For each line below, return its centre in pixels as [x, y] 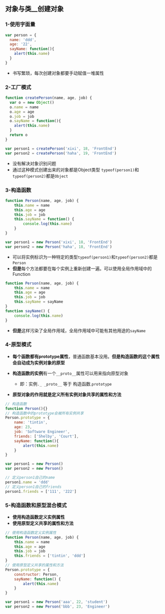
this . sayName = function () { [44, 219]
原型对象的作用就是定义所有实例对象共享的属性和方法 [67, 394]
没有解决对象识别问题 [34, 163]
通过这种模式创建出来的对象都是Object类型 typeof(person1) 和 [76, 170]
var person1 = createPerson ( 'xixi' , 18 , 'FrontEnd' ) [61, 149]
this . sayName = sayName [39, 302]
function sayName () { [28, 311]
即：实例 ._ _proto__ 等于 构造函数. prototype [66, 384]
